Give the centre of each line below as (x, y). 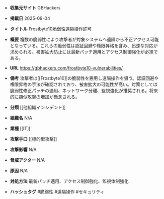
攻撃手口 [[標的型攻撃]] (33, 139)
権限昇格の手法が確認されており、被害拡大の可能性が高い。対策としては (83, 84)
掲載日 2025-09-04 (30, 18)
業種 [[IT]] (20, 128)
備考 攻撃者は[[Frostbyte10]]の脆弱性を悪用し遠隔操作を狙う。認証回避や (84, 78)
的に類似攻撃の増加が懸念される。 (45, 97)
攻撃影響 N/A (23, 149)
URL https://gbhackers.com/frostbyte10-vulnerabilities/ (66, 68)
